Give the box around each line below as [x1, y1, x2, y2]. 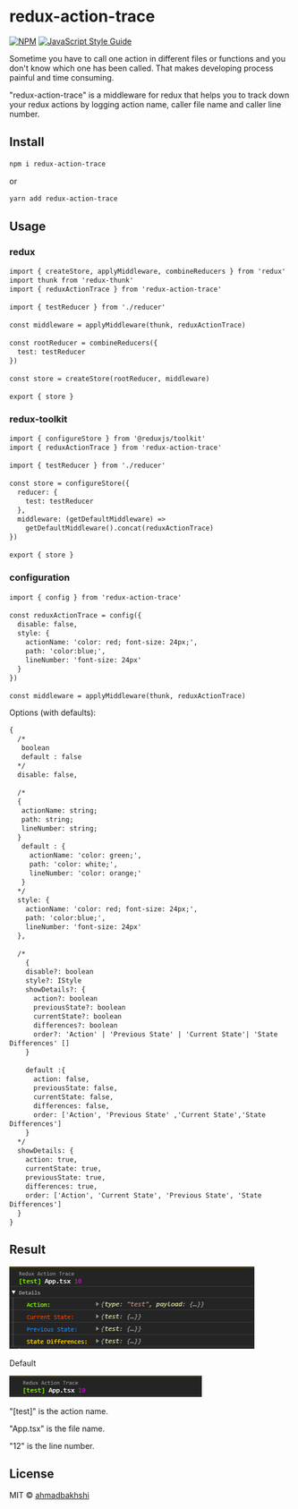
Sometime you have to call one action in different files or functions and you [9, 53, 286, 64]
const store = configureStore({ [9, 479, 130, 489]
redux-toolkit [9, 413, 68, 426]
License [9, 1466, 55, 1481]
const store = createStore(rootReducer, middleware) [9, 374, 210, 384]
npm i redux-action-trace [9, 159, 106, 168]
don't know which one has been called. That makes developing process [9, 63, 274, 73]
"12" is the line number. [9, 1440, 96, 1451]
